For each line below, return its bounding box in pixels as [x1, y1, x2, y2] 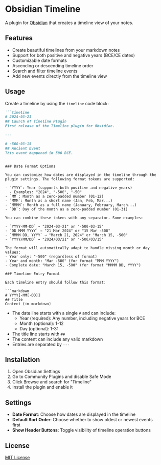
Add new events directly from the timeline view [12, 73, 107, 79]
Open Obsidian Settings [12, 369, 60, 375]
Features [5, 34, 33, 42]
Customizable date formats [12, 58, 67, 63]
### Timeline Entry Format [5, 271, 60, 276]
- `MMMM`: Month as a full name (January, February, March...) [5, 203, 137, 207]
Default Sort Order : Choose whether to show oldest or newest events [12, 417, 153, 423]
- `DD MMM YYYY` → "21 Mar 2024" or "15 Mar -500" [5, 228, 111, 233]
